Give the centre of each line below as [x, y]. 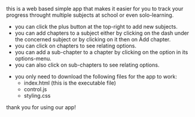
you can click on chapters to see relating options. [75, 46]
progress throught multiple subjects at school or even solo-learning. [90, 15]
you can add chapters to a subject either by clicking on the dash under [102, 33]
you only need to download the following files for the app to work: [96, 76]
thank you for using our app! [41, 107]
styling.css [37, 96]
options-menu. [33, 58]
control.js [35, 89]
